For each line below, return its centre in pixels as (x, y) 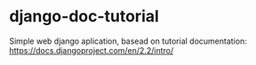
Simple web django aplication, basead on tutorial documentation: (128, 41)
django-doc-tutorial (84, 16)
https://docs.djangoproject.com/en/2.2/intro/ (92, 50)
